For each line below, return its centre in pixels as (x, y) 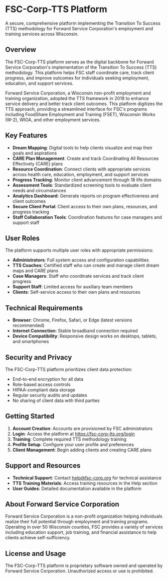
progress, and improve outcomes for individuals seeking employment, (77, 78)
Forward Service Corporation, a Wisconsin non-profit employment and (78, 93)
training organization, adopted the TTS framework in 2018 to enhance (77, 98)
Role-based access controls (41, 384)
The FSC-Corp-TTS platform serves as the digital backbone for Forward (79, 62)
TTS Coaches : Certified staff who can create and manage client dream (86, 266)
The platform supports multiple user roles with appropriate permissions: (79, 251)
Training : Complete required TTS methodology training (69, 439)
